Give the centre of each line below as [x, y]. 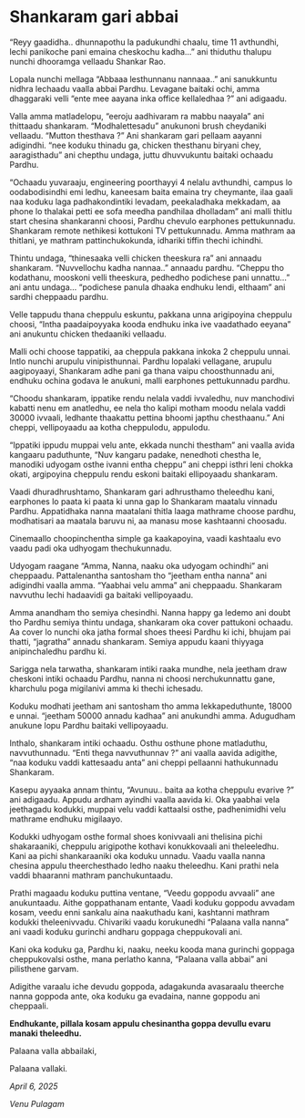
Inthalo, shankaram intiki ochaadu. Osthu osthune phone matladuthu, [139, 743]
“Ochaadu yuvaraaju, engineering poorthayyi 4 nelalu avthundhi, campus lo [151, 182]
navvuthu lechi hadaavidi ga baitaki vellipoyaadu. [102, 595]
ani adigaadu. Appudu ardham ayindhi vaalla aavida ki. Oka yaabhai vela [145, 799]
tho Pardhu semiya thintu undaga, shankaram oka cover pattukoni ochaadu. [151, 622]
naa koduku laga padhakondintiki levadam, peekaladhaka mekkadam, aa [145, 202]
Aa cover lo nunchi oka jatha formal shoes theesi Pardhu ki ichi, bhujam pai [150, 632]
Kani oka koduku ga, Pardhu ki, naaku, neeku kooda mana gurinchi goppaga [152, 949]
